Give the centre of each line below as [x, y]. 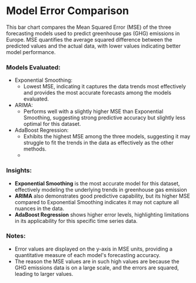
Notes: [16, 236]
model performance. [31, 52]
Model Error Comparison [68, 11]
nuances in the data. [39, 208]
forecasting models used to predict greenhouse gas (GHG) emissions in [93, 33]
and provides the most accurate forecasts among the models [97, 93]
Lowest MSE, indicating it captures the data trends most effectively [105, 86]
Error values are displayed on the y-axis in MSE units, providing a [93, 249]
